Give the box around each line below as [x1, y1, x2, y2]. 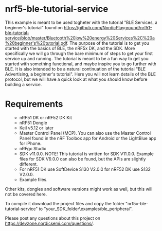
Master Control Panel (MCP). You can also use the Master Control [19, 130, 151, 136]
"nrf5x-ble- [126, 200, 148, 206]
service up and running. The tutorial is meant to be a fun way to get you [5, 55, 149, 61]
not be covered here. [5, 191, 47, 197]
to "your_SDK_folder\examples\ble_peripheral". [38, 206, 133, 212]
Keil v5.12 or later [19, 125, 54, 131]
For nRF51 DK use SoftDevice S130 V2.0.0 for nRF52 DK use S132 [19, 166, 151, 172]
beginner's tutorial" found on [5, 24, 63, 30]
